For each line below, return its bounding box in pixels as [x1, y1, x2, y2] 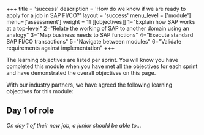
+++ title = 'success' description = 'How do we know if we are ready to [6, 6, 186, 12]
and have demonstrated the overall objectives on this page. [6, 69, 156, 76]
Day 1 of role [6, 106, 54, 116]
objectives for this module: [6, 88, 74, 94]
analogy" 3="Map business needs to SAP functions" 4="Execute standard [6, 31, 194, 39]
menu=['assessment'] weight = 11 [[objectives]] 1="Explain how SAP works [6, 18, 195, 25]
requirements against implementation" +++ [6, 44, 115, 52]
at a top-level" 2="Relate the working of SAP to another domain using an [6, 25, 190, 32]
